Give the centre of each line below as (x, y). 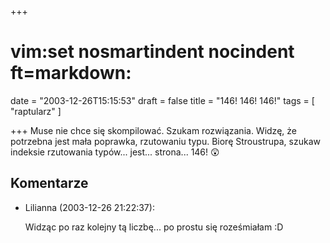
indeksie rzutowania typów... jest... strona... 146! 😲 (115, 152)
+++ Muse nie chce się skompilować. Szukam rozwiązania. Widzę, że (153, 130)
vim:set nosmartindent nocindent (152, 52)
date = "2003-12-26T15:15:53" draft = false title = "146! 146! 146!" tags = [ (162, 100)
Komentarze (49, 183)
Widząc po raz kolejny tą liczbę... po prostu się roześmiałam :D (154, 227)
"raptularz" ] (36, 111)
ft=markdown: (71, 73)
